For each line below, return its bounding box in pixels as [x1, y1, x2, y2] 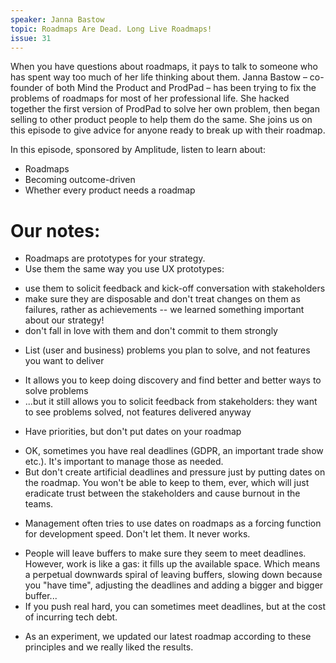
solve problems [24, 385, 89, 397]
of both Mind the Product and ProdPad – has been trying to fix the [44, 82, 317, 94]
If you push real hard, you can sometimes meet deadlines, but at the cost [24, 601, 326, 613]
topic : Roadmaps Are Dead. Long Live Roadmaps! [10, 24, 213, 34]
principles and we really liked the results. [24, 641, 194, 653]
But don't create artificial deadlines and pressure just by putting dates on [24, 466, 326, 478]
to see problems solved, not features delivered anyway [24, 406, 252, 418]
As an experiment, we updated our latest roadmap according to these [24, 631, 312, 643]
